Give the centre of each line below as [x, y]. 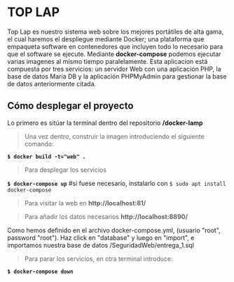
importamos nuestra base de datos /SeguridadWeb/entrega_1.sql [101, 245]
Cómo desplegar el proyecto [70, 106]
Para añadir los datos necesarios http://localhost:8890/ [106, 216]
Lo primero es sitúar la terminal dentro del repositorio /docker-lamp [105, 123]
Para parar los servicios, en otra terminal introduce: [98, 258]
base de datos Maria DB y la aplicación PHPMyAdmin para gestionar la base [117, 76]
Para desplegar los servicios [66, 170]
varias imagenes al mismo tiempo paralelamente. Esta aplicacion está [108, 61]
